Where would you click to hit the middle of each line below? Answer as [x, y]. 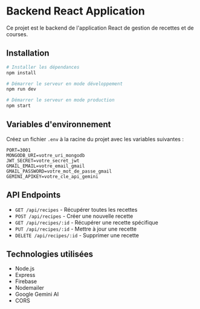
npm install [21, 73]
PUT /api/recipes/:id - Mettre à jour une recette [76, 229]
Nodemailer [29, 288]
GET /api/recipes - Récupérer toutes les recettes [76, 209]
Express [25, 275]
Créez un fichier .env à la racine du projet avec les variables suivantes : [95, 139]
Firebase [26, 281]
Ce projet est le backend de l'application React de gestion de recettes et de [100, 28]
